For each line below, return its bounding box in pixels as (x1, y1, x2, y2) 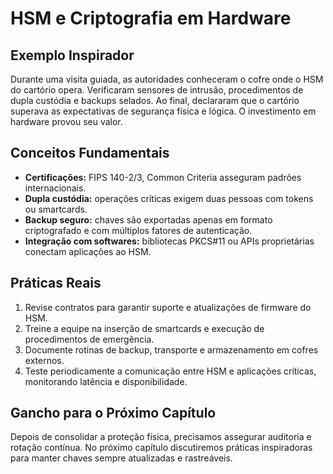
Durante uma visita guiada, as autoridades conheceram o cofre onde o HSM (10, 73, 324, 85)
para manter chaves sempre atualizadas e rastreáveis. (10, 452, 233, 464)
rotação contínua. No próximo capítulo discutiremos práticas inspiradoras (10, 442, 313, 454)
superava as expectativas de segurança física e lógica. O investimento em (10, 105, 317, 117)
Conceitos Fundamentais (10, 145, 170, 162)
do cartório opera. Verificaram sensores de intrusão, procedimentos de (10, 84, 304, 96)
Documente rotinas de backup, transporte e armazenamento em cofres (24, 343, 319, 356)
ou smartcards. (24, 203, 88, 215)
